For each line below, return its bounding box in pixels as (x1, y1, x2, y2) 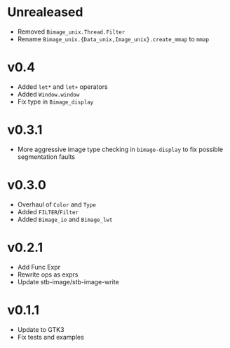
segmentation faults (17, 152, 76, 161)
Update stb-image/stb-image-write (17, 277, 119, 286)
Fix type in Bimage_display (17, 97, 94, 106)
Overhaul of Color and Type (17, 200, 97, 209)
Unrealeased (7, 4, 83, 20)
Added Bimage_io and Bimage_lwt (17, 215, 113, 223)
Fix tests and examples (17, 333, 84, 341)
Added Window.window (17, 90, 80, 98)
